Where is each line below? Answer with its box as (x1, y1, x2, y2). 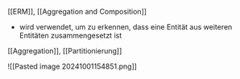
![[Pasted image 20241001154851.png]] (7, 61, 138, 71)
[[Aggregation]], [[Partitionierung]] (7, 46, 122, 55)
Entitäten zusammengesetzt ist (19, 31, 122, 40)
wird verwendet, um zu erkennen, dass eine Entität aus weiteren (19, 22, 233, 31)
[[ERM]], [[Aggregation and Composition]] (7, 7, 147, 16)
